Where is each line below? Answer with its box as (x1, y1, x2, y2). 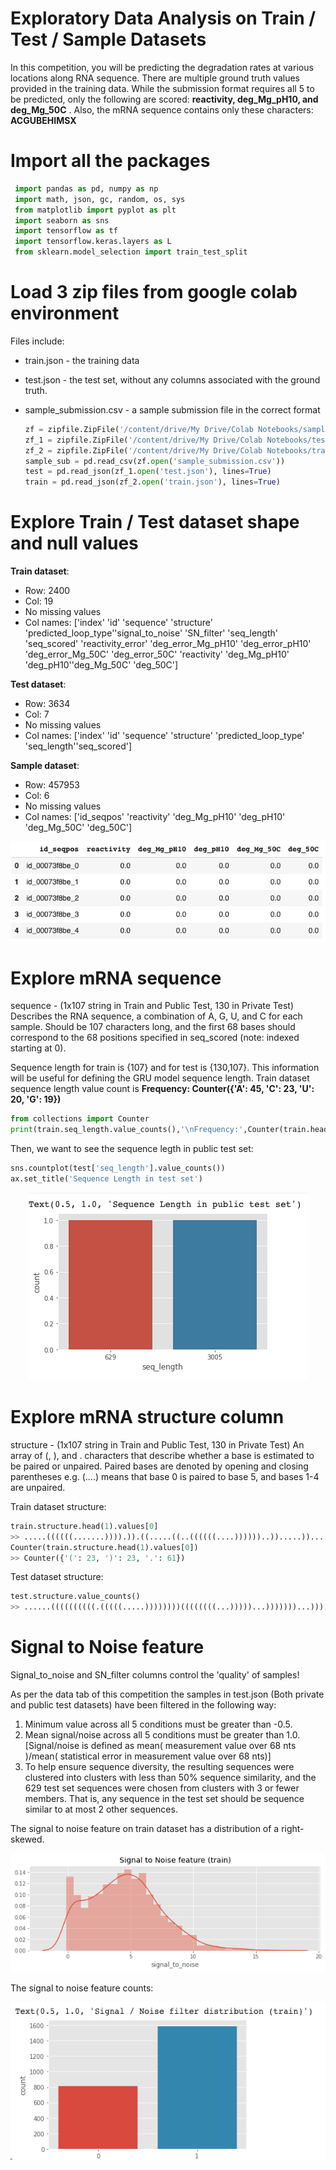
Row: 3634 (24, 698, 71, 710)
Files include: (10, 335, 65, 347)
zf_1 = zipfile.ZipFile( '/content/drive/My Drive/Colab (24, 435, 263, 445)
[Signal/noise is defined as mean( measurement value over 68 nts (24, 1740, 297, 1752)
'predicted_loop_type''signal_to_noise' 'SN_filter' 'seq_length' (24, 627, 278, 639)
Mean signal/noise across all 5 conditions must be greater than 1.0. (24, 1729, 301, 1741)
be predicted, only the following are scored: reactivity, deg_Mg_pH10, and (10, 93, 319, 105)
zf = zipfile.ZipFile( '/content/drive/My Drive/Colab (24, 424, 254, 434)
